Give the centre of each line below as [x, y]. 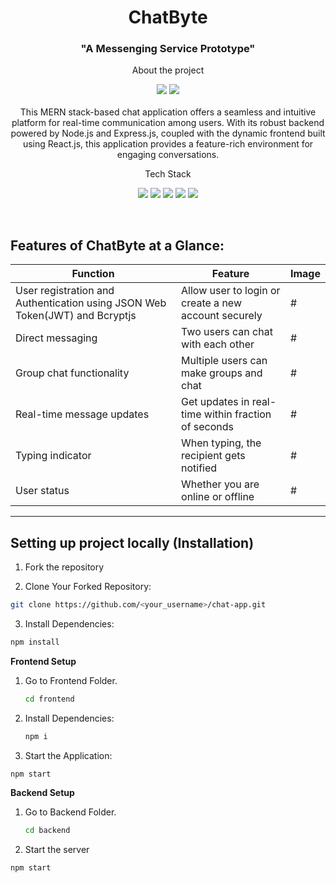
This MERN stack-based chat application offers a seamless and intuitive [168, 112]
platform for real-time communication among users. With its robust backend [168, 123]
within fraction [237, 414]
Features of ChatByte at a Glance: [117, 245]
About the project [168, 70]
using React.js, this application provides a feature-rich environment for [168, 144]
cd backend [47, 831]
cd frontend [49, 699]
